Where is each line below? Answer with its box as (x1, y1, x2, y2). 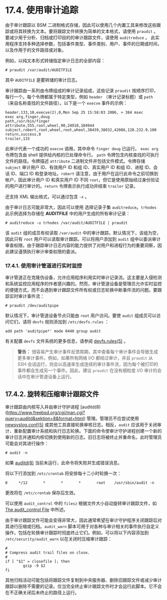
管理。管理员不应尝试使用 (86, 415, 139, 422)
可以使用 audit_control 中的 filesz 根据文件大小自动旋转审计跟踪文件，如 (5, 500, 157, 507)
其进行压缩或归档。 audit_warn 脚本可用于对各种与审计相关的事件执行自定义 (5, 524, 160, 530)
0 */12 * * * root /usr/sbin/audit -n (5, 480, 155, 486)
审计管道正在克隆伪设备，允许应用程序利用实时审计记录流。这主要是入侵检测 (5, 275, 162, 281)
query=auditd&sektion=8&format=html (5, 415, 84, 422)
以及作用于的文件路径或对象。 (5, 47, 66, 53)
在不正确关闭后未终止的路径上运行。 (5, 590, 80, 596)
